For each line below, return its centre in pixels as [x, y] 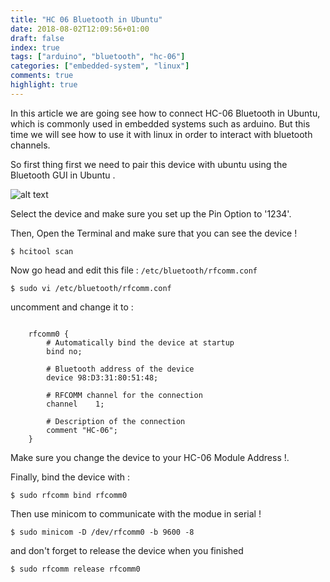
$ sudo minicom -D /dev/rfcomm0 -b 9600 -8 [102, 532]
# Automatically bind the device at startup [140, 342]
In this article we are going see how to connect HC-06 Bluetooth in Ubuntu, [165, 113]
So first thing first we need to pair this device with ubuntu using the [149, 164]
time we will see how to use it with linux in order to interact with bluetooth [161, 134]
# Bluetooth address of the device [120, 369]
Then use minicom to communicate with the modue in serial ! [136, 513]
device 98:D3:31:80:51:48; [102, 377]
